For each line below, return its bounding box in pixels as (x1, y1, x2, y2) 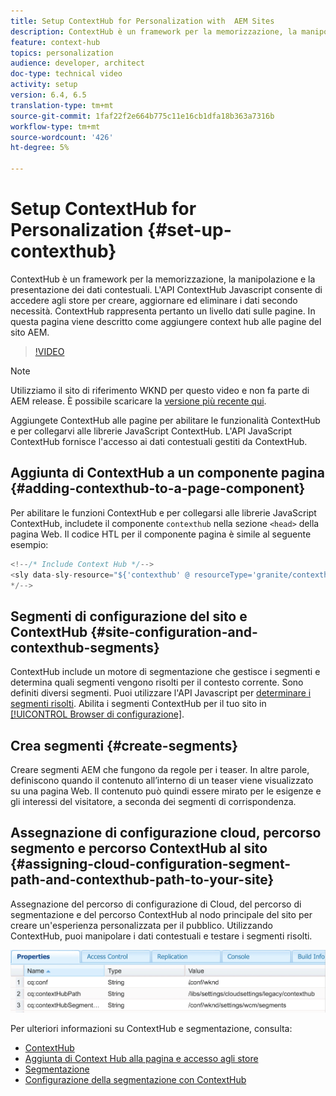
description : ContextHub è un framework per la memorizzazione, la (10, 26, 298, 37)
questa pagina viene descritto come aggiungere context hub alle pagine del (10, 315, 322, 327)
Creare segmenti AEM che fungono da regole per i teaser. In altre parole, (10, 764, 310, 775)
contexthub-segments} (10, 639, 160, 656)
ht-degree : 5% (10, 143, 70, 153)
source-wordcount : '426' (10, 132, 114, 142)
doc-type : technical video (10, 69, 123, 79)
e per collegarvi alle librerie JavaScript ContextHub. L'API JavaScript (10, 425, 293, 437)
